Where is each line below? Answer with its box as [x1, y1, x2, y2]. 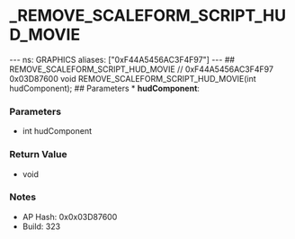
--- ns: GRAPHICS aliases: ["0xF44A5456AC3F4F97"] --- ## [9, 54, 236, 65]
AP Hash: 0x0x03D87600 [22, 211, 118, 222]
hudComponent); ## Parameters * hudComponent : [9, 83, 201, 93]
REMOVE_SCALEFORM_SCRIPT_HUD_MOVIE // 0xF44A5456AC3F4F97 [9, 64, 274, 75]
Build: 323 [22, 221, 61, 232]
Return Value [9, 148, 67, 161]
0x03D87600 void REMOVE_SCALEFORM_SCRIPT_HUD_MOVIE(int [9, 73, 256, 84]
